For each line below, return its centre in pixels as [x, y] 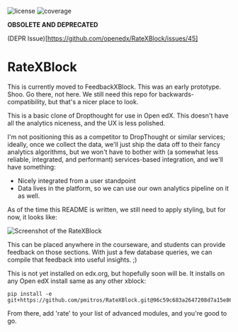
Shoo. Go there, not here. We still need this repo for [83, 94]
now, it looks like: [33, 217]
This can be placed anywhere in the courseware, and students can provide [117, 244]
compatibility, [27, 101]
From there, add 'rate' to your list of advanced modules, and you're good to [117, 313]
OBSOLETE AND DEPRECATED [53, 24]
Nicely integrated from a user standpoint [76, 180]
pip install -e [30, 294]
